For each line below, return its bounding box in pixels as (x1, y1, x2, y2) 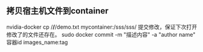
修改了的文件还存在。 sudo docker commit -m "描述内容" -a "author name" (6, 31, 196, 38)
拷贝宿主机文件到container (6, 6, 109, 17)
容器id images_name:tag (6, 39, 69, 46)
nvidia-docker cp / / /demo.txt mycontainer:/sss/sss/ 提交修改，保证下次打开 (6, 23, 197, 31)
